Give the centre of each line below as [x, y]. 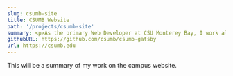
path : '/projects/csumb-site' [51, 26]
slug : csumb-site [32, 13]
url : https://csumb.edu [42, 46]
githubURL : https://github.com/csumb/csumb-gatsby [82, 39]
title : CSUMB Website [38, 20]
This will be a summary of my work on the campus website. [92, 65]
